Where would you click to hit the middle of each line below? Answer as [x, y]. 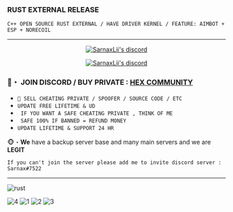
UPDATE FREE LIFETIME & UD [56, 106]
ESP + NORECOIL [29, 30]
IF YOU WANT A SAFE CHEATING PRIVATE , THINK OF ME [97, 113]
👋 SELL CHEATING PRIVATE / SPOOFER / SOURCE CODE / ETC [100, 99]
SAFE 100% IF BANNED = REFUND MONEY [74, 121]
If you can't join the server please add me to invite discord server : [114, 162]
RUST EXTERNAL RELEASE [53, 10]
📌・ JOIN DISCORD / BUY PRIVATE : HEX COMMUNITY [100, 83]
